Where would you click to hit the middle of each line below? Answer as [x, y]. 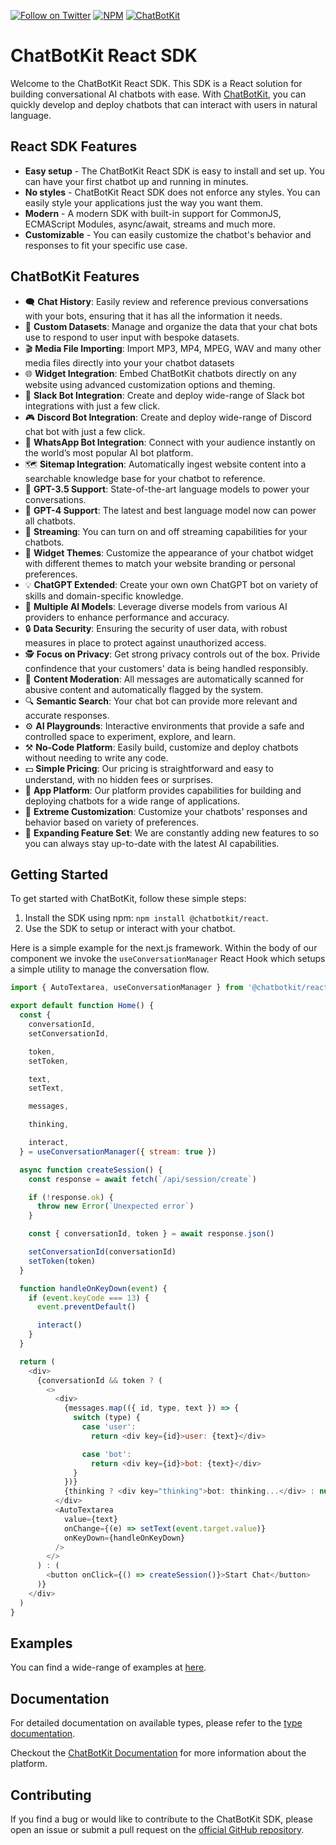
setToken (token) [62, 1261]
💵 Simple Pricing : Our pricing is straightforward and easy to [149, 768]
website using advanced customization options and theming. [150, 384]
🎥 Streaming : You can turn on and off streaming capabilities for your [166, 531]
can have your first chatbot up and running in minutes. [136, 181]
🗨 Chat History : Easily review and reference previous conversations [166, 301]
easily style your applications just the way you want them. [143, 202]
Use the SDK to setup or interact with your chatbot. [130, 929]
